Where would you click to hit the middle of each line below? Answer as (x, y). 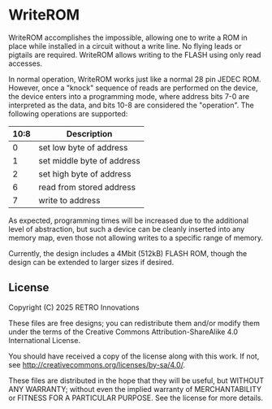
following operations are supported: (68, 113)
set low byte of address (83, 147)
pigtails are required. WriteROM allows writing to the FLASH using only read (135, 54)
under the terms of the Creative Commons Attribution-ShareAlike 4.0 (123, 332)
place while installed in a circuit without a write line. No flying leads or (125, 46)
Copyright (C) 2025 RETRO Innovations (74, 307)
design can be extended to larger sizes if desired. (91, 262)
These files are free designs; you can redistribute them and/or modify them (134, 323)
